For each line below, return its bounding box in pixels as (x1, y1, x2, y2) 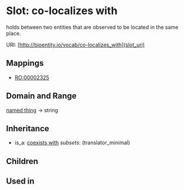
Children (6, 156, 38, 166)
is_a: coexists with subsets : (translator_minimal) (14, 139, 131, 146)
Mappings (6, 58, 44, 68)
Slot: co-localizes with (6, 4, 118, 18)
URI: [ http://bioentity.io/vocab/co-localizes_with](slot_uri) (6, 41, 145, 48)
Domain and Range (6, 91, 77, 101)
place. (6, 29, 22, 36)
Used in (6, 176, 35, 186)
